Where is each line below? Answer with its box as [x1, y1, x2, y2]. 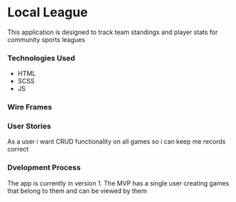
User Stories [7, 122, 52, 132]
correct [7, 145, 29, 154]
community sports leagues [7, 35, 86, 43]
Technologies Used [7, 53, 76, 63]
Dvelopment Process [7, 163, 82, 173]
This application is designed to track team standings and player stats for [7, 28, 218, 36]
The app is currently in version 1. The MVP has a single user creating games [7, 179, 230, 187]
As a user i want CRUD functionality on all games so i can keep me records [7, 137, 226, 146]
